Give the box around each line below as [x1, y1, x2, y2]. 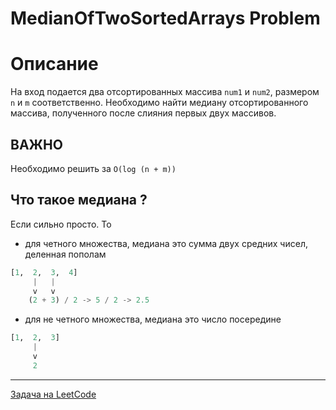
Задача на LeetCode [10, 388, 97, 400]
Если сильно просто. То [10, 218, 112, 230]
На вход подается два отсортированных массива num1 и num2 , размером [10, 86, 320, 98]
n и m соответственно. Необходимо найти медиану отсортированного [10, 97, 309, 109]
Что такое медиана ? [10, 192, 148, 209]
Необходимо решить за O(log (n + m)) [10, 162, 177, 174]
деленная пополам [24, 248, 107, 260]
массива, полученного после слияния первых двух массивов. [10, 107, 277, 119]
